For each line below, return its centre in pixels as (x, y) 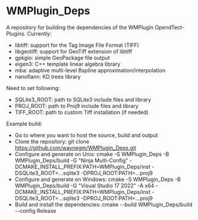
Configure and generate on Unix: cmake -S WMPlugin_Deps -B (92, 154)
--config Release (35, 211)
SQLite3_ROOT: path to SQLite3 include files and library (83, 100)
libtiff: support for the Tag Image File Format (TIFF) (77, 45)
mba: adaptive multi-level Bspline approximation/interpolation (90, 70)
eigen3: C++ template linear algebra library (67, 64)
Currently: (39, 33)
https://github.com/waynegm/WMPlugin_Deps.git (76, 148)
